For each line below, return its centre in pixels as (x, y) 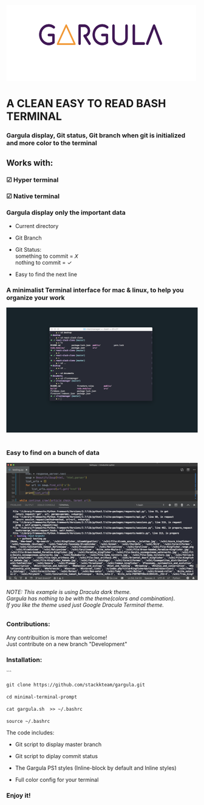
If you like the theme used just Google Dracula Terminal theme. (85, 605)
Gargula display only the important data (66, 213)
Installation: (24, 660)
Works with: (30, 163)
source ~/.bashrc (28, 721)
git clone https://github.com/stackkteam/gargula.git (76, 685)
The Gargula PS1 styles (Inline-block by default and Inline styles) (96, 768)
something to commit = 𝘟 (47, 256)
